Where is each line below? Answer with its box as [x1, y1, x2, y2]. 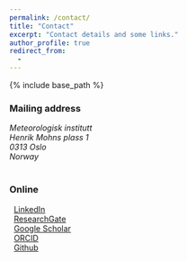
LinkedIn [13, 203, 46, 214]
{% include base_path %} [9, 80, 104, 90]
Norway [9, 151, 39, 162]
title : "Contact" [9, 22, 75, 31]
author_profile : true [9, 38, 91, 48]
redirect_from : [9, 47, 67, 56]
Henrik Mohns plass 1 [9, 132, 90, 143]
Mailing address [9, 102, 81, 114]
